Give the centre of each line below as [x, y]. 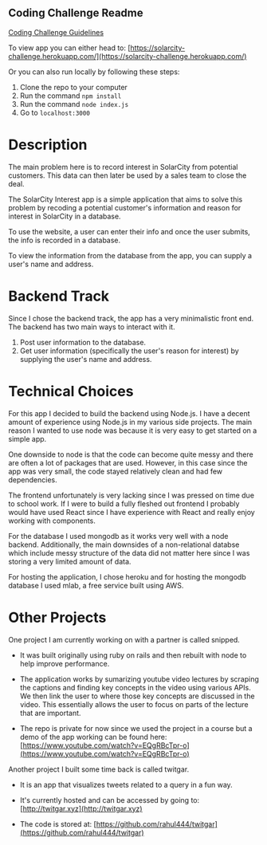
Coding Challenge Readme [76, 13]
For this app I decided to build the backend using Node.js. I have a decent [129, 413]
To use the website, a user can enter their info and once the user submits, [130, 231]
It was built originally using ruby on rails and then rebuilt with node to [133, 655]
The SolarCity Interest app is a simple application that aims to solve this [126, 199]
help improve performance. [65, 663]
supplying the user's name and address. [86, 359]
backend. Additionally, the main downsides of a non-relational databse [124, 544]
